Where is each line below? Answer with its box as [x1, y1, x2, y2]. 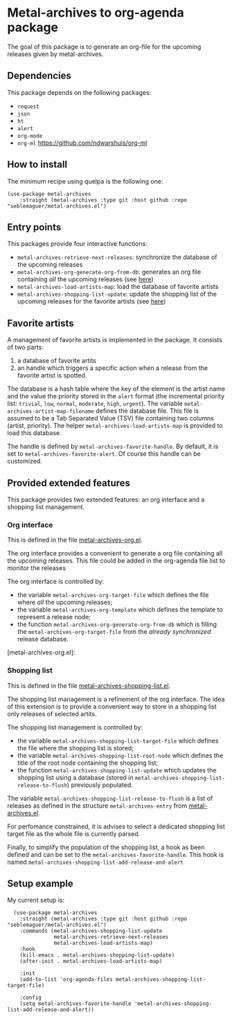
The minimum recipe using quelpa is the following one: [7, 177, 163, 185]
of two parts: [7, 343, 44, 351]
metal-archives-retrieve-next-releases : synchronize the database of [17, 253, 217, 261]
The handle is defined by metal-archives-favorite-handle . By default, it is [7, 442, 219, 451]
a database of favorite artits [17, 357, 97, 365]
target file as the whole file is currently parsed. [7, 829, 141, 838]
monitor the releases [7, 564, 66, 572]
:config [19, 994, 42, 1002]
